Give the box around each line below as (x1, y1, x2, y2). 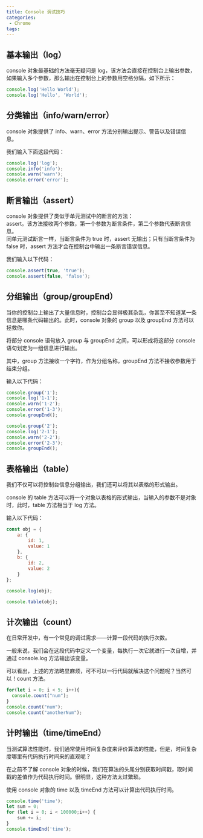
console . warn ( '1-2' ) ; (6, 401, 61, 407)
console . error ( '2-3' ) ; (6, 440, 63, 446)
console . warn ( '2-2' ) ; (6, 434, 61, 440)
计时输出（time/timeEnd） (6, 728, 106, 738)
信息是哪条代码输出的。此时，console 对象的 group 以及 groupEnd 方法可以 (6, 316, 195, 324)
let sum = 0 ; (6, 804, 39, 810)
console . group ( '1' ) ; (6, 390, 59, 396)
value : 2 (28, 566, 50, 572)
